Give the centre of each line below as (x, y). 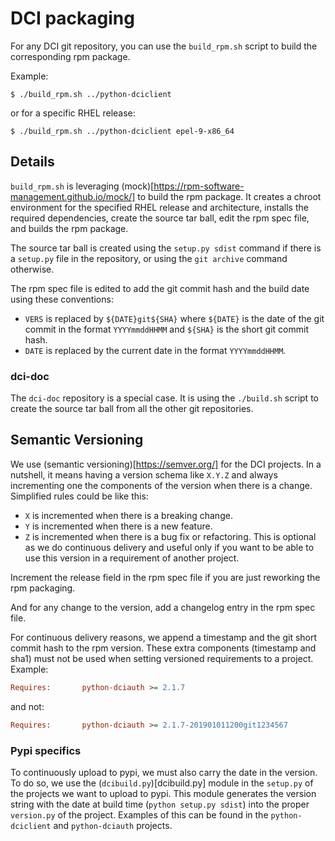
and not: (27, 706)
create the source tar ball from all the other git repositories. (132, 409)
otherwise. (32, 269)
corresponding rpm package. (70, 56)
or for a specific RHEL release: (73, 113)
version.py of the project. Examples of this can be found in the (139, 814)
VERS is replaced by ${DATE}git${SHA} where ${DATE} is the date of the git (174, 318)
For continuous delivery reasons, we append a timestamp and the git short (164, 637)
